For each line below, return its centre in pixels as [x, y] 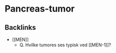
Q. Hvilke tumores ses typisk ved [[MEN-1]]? [65, 45]
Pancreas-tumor [40, 9]
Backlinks [20, 28]
